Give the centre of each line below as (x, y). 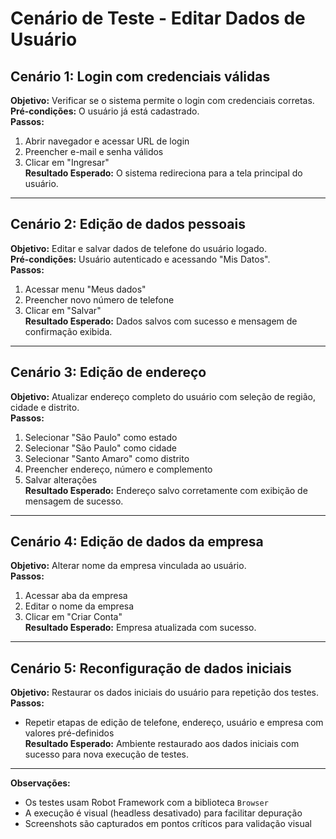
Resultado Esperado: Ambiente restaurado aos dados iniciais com (162, 744)
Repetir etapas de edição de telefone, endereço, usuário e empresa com (174, 723)
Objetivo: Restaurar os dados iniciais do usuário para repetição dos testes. (165, 693)
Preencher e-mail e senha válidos (94, 151)
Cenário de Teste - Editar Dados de (158, 18)
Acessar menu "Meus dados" (85, 289)
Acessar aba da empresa (76, 596)
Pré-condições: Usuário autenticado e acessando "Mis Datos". (140, 259)
